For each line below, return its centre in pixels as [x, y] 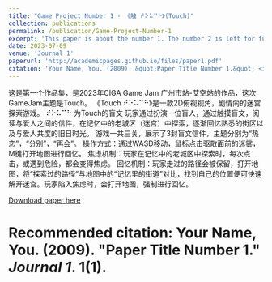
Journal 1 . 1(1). [57, 267]
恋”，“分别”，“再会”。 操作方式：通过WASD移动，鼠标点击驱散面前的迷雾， [134, 143]
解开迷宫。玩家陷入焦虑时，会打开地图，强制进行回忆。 [100, 184]
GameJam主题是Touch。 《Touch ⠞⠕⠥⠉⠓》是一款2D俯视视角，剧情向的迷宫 [135, 103]
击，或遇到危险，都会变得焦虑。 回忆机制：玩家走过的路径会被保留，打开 [130, 164]
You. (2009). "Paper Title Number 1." [134, 250]
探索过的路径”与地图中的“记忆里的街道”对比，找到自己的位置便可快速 [147, 173]
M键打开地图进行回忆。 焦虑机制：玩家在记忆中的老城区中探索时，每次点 [130, 153]
